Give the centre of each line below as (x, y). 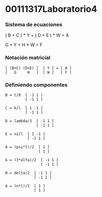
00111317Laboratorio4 (51, 9)
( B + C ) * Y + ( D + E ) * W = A (37, 35)
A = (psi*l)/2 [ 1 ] (27, 147)
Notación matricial (28, 58)
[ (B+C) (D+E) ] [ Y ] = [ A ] (38, 68)
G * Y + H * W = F (24, 45)
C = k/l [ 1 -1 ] (24, 108)
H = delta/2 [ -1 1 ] (28, 173)
